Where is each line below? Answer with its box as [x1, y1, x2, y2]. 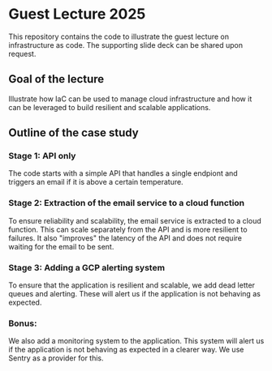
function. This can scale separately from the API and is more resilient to [8, 224, 248, 234]
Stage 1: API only [8, 151, 76, 162]
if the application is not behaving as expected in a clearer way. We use [8, 345, 244, 355]
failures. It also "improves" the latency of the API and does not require [8, 232, 242, 243]
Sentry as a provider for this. [8, 353, 104, 363]
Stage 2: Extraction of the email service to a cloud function [8, 198, 245, 209]
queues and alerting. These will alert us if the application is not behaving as [8, 289, 261, 299]
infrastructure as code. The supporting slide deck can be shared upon [8, 40, 244, 49]
